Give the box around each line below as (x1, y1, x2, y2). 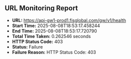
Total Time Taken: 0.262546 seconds (12, 33, 91, 39)
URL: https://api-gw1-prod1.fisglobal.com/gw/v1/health (12, 17, 126, 23)
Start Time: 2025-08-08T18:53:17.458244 (12, 22, 100, 28)
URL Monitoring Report (5, 4, 79, 12)
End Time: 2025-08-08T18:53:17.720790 (12, 27, 97, 34)
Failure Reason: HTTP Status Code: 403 (12, 49, 96, 55)
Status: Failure (12, 43, 43, 49)
